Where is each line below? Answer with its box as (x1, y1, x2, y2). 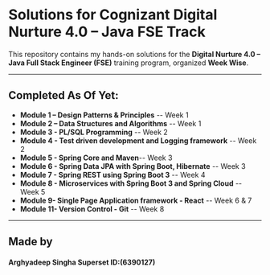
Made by (8, 235, 53, 248)
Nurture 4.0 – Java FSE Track (8, 23, 207, 41)
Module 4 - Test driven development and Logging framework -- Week (19, 135, 257, 146)
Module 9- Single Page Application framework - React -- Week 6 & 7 (19, 195, 252, 205)
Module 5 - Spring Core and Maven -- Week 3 (19, 153, 173, 162)
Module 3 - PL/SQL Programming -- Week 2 (19, 127, 169, 137)
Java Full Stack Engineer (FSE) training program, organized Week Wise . (8, 58, 249, 68)
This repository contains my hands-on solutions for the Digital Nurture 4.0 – (8, 49, 261, 59)
